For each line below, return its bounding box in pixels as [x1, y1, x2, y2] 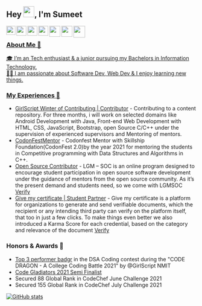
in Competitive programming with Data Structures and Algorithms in [14, 150, 184, 157]
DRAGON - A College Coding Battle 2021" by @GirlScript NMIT [14, 262, 171, 269]
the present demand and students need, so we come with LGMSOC [14, 182, 183, 189]
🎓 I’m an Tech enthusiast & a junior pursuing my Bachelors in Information [6, 55, 190, 62]
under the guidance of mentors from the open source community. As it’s [14, 176, 195, 183]
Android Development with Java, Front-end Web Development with [14, 118, 181, 125]
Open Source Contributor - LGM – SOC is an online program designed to [14, 162, 195, 170]
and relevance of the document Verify [14, 227, 110, 234]
